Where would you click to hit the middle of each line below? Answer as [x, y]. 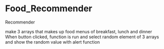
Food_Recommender [49, 9]
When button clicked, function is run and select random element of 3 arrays [82, 37]
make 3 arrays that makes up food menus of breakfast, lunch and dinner [79, 31]
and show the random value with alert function [53, 42]
